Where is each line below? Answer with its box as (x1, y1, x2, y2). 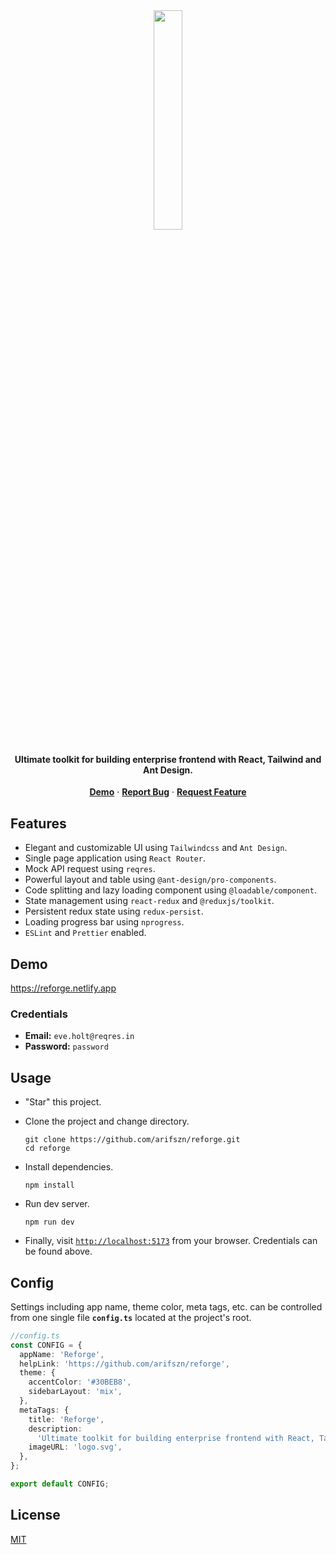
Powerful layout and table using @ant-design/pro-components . (24, 874, 277, 886)
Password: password (24, 1040, 109, 1053)
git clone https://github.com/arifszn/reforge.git (24, 1135, 241, 1145)
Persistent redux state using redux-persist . (24, 905, 204, 918)
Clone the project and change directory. (24, 1115, 190, 1128)
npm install (24, 1180, 75, 1191)
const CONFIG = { (10, 1340, 83, 1350)
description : (28, 1424, 83, 1434)
